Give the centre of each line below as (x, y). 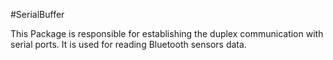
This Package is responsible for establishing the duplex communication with (167, 33)
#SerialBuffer (37, 14)
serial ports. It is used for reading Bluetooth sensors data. (128, 44)
